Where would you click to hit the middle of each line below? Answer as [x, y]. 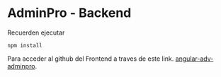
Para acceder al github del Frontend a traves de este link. [91, 59]
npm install [25, 45]
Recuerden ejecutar [36, 32]
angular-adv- [194, 59]
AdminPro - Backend [69, 13]
